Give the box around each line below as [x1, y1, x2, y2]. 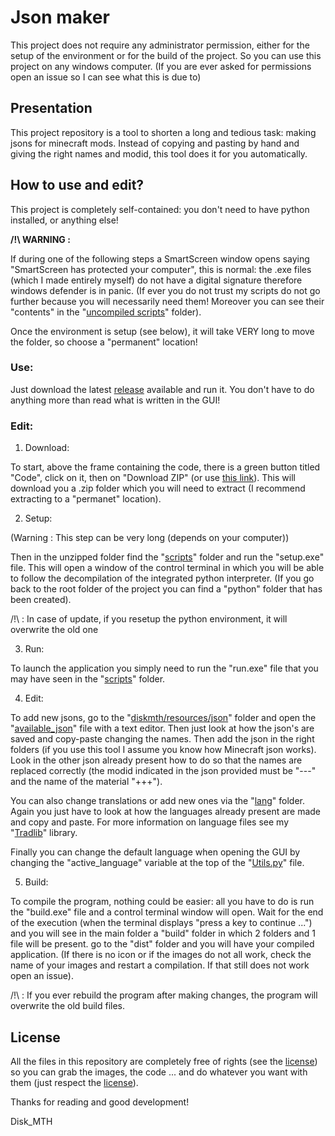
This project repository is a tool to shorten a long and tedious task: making [10, 126, 317, 138]
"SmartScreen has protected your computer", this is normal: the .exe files [10, 263, 312, 275]
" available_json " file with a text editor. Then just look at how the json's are [10, 722, 315, 735]
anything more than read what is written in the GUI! [10, 394, 221, 406]
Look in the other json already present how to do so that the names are [10, 754, 303, 766]
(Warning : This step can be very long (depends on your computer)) [10, 532, 290, 544]
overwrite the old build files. [10, 1000, 126, 1012]
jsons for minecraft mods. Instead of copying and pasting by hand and [10, 137, 300, 149]
